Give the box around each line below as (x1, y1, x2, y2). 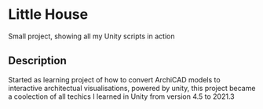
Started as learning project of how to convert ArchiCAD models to (8, 74, 221, 84)
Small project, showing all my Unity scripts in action (8, 31, 175, 41)
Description (8, 54, 67, 67)
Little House (8, 5, 89, 24)
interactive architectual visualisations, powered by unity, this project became (8, 83, 256, 93)
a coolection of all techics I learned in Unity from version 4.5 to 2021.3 (8, 92, 235, 101)
